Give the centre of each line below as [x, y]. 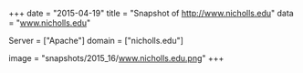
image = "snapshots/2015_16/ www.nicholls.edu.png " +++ [116, 58]
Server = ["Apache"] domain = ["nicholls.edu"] [96, 41]
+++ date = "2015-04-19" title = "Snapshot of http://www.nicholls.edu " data [151, 13]
